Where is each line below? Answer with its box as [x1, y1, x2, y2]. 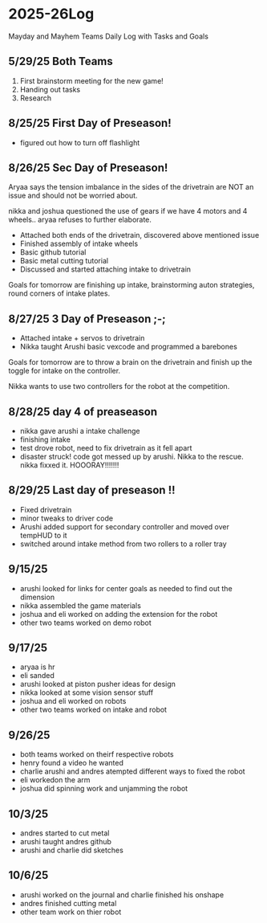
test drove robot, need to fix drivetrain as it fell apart [19, 443, 192, 452]
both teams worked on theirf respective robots [19, 749, 174, 759]
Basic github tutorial [19, 247, 87, 257]
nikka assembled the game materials [19, 600, 142, 611]
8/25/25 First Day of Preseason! [8, 116, 172, 130]
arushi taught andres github [19, 837, 112, 847]
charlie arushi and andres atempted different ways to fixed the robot [19, 766, 246, 776]
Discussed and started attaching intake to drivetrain [19, 264, 191, 274]
